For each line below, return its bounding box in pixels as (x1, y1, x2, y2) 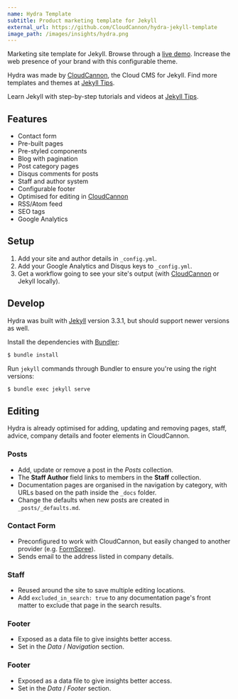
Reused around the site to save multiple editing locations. (17, 586, 186, 595)
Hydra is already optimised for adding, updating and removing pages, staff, (7, 424, 227, 433)
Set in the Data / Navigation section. (17, 642, 124, 651)
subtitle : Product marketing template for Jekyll (7, 17, 158, 24)
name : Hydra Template (7, 10, 72, 18)
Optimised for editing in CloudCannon (17, 193, 129, 201)
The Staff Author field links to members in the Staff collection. (17, 473, 201, 482)
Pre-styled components (17, 147, 87, 156)
